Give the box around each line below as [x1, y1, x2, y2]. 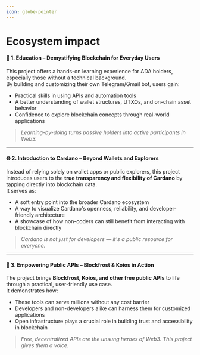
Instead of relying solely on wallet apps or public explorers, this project [6, 168, 180, 175]
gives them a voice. [20, 342, 69, 349]
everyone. [20, 242, 46, 249]
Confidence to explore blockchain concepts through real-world [14, 111, 170, 118]
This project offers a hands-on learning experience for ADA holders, [6, 68, 173, 75]
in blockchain [14, 324, 48, 331]
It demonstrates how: [6, 287, 58, 294]
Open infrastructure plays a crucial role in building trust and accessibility [14, 317, 193, 325]
